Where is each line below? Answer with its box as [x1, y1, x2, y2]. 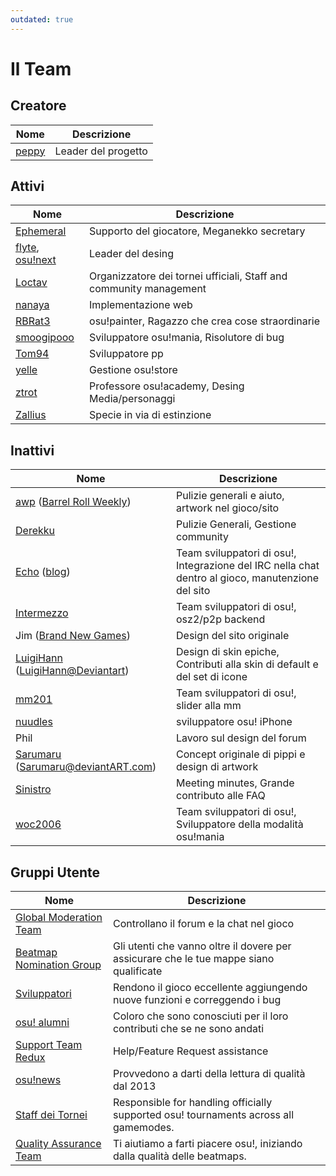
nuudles [15, 715, 53, 729]
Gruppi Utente [10, 864, 100, 881]
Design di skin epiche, [176, 645, 280, 659]
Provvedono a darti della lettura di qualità [112, 1067, 306, 1081]
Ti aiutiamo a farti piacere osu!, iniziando [112, 1137, 303, 1151]
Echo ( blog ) [15, 565, 71, 579]
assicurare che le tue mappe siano [112, 952, 275, 966]
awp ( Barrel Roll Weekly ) [15, 495, 132, 509]
